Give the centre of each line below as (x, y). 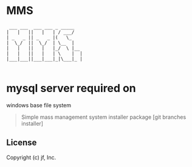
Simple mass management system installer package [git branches (104, 117)
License (22, 143)
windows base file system (39, 105)
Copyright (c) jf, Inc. (31, 157)
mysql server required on (71, 88)
